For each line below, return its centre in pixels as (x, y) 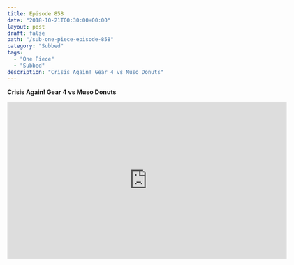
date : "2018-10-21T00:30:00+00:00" (59, 20)
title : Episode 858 (36, 14)
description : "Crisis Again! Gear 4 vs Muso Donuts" (86, 72)
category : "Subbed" (36, 46)
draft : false (26, 33)
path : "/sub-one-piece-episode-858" (60, 40)
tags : (15, 53)
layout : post (26, 26)
